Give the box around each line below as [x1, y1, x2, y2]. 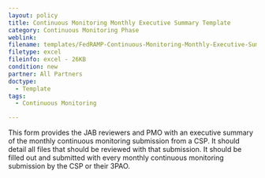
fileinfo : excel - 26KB [8, 56, 87, 64]
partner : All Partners [8, 70, 83, 78]
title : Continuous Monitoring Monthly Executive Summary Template [8, 19, 231, 27]
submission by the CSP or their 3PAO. [8, 161, 130, 171]
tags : [8, 92, 26, 100]
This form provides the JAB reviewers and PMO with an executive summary [8, 128, 254, 138]
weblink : [8, 33, 37, 42]
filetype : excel [8, 48, 62, 56]
